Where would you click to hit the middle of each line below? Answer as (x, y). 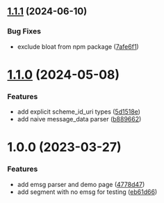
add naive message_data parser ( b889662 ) (79, 119)
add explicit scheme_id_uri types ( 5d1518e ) (79, 112)
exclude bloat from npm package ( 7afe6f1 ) (78, 46)
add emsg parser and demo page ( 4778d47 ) (81, 184)
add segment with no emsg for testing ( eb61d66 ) (87, 192)
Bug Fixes (24, 31)
